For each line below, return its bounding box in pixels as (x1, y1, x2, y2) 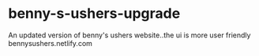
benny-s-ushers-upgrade (8, 5, 181, 23)
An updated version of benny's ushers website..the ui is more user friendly (8, 30, 251, 40)
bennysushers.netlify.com (8, 38, 93, 47)
